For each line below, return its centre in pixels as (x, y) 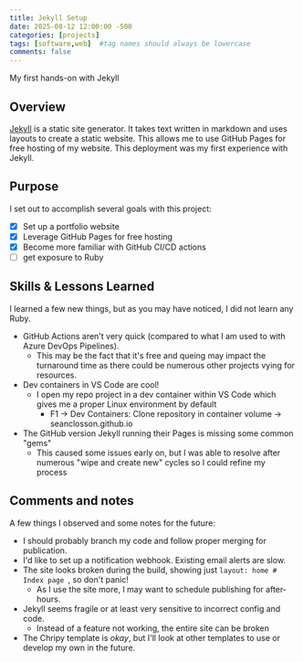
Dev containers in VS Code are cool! (91, 384)
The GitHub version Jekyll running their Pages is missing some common (158, 433)
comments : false (40, 52)
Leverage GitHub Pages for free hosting (98, 236)
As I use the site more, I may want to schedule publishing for (150, 589)
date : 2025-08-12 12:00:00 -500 (71, 27)
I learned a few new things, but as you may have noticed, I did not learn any (151, 308)
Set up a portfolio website (71, 226)
